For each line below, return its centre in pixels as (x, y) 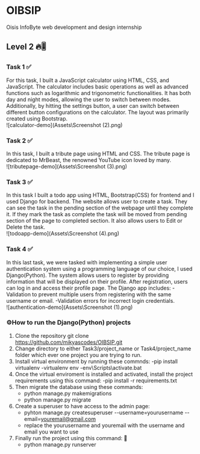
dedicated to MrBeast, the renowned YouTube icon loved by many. (89, 160)
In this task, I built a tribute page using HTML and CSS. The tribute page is (98, 154)
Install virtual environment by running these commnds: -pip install (96, 361)
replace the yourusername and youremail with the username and (104, 425)
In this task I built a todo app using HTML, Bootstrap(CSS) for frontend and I (100, 195)
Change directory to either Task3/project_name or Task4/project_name (103, 348)
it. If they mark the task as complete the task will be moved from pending (97, 214)
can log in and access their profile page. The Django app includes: (89, 288)
